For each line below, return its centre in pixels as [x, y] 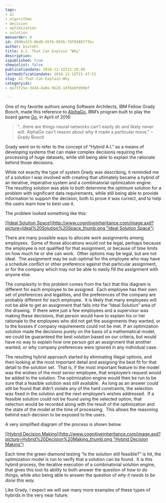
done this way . [20, 480]
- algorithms [19, 19]
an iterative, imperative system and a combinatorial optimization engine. [79, 182]
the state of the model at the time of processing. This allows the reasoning [82, 409]
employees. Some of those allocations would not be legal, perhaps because [83, 243]
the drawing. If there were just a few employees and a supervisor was [77, 310]
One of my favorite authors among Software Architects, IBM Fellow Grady [80, 106]
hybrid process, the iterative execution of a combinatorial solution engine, [80, 464]
